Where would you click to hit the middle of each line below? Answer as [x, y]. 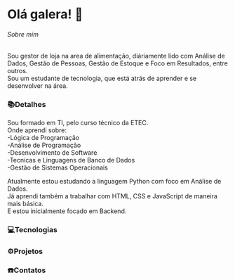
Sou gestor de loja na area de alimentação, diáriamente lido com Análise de [116, 56]
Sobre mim [23, 34]
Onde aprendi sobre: [37, 130]
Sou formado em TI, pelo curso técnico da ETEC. [78, 122]
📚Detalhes [27, 105]
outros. [18, 71]
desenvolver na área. [38, 86]
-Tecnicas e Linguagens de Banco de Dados [71, 160]
